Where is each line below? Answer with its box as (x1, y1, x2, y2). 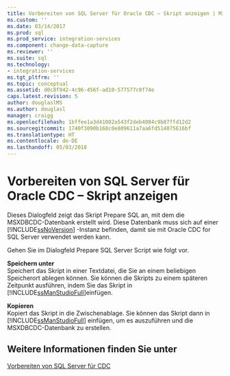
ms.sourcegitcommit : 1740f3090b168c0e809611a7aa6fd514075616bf (7, 125, 192, 132)
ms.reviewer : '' (7, 49, 53, 56)
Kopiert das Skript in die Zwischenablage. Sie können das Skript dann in (7, 309, 210, 317)
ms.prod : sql (7, 29, 44, 36)
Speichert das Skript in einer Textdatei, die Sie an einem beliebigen (7, 266, 196, 274)
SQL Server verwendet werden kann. (7, 233, 112, 241)
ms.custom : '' (7, 16, 48, 23)
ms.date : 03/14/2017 (7, 23, 66, 30)
